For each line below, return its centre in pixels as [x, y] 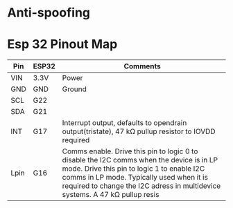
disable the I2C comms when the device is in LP [140, 160]
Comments [142, 66]
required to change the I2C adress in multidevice [141, 186]
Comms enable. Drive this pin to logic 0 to [130, 151]
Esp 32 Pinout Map [62, 45]
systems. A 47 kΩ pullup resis [111, 195]
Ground [74, 89]
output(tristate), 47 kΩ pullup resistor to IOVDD [139, 131]
